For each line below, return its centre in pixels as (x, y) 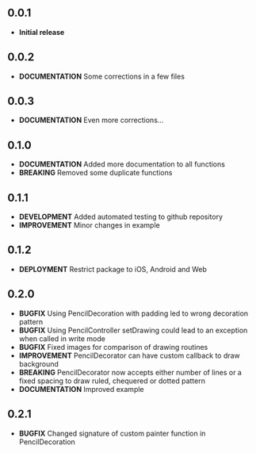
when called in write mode (62, 338)
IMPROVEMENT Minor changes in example (89, 225)
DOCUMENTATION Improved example (81, 389)
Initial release (42, 32)
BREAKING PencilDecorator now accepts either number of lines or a (130, 372)
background (38, 363)
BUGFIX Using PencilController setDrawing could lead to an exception (133, 330)
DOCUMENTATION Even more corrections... (91, 120)
